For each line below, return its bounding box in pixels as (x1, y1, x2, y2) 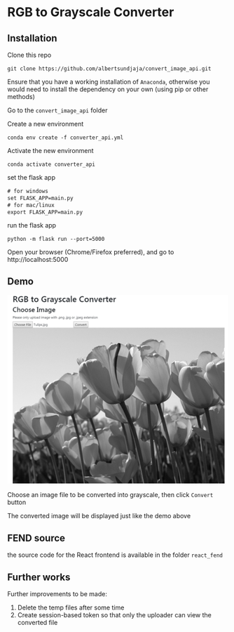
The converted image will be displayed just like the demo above (7, 512, 191, 520)
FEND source (7, 532, 65, 544)
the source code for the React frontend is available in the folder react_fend (7, 551, 223, 559)
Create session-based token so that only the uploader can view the (17, 611, 212, 619)
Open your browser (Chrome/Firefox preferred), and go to (7, 248, 174, 256)
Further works (7, 571, 71, 583)
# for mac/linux (7, 202, 55, 209)
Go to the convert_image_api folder (7, 106, 108, 114)
